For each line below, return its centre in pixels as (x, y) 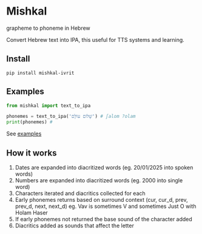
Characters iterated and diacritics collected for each (80, 193)
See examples (24, 134)
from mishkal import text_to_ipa (49, 105)
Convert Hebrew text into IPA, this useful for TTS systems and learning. (96, 40)
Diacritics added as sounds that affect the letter (75, 225)
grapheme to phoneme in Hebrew (49, 28)
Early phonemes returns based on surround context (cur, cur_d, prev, (101, 200)
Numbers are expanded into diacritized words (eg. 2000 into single (99, 180)
